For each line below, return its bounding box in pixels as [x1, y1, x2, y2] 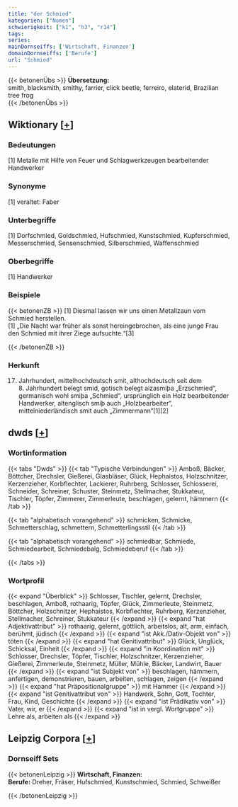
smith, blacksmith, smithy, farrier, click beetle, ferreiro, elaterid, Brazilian [8, 83, 219, 92]
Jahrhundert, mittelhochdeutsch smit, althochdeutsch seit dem [18, 376, 203, 384]
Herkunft [8, 360, 40, 370]
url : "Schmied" [8, 57, 53, 64]
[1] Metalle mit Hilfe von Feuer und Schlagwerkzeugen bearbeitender [8, 156, 209, 165]
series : [8, 37, 31, 44]
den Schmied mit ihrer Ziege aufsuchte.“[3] [8, 328, 135, 337]
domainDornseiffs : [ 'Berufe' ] [8, 50, 98, 57]
